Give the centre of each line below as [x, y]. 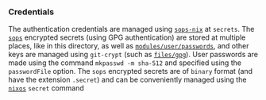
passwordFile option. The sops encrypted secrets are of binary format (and [130, 71]
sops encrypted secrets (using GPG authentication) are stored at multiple [127, 37]
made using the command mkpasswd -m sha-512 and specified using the [125, 63]
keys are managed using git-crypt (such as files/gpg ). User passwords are [133, 55]
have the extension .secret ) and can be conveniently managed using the [127, 80]
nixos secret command [46, 88]
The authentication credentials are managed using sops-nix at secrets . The [131, 29]
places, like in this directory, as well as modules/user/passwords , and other [129, 46]
